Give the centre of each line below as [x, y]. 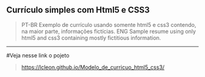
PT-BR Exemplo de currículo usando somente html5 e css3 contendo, [109, 24]
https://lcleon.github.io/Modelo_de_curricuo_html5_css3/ [93, 67]
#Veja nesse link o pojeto [38, 55]
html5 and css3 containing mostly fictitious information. [91, 38]
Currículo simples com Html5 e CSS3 [78, 10]
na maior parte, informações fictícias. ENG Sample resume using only [109, 31]
